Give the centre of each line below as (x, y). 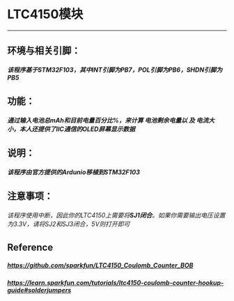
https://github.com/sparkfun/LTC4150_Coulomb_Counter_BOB (100, 265)
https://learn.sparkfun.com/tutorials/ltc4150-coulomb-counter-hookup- (116, 283)
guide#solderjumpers (39, 291)
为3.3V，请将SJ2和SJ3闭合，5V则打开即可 (69, 224)
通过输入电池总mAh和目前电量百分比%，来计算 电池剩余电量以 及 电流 (108, 120)
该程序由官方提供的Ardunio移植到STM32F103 (74, 172)
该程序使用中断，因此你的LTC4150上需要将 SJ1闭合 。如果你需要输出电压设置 (116, 215)
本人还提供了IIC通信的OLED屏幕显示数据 (77, 129)
